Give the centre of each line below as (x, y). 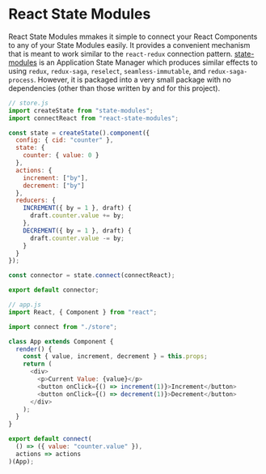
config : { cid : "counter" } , (65, 140)
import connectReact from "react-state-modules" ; (94, 118)
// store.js (28, 103)
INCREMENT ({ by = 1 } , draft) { (77, 208)
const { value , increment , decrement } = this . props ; (115, 357)
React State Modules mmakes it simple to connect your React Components (133, 36)
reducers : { (36, 201)
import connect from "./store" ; (63, 327)
